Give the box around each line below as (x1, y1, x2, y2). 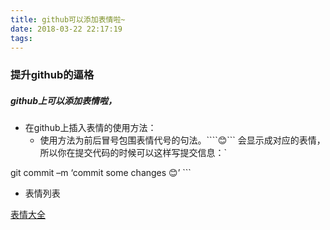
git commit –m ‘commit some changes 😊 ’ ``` (10, 167, 192, 179)
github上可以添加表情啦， (10, 94, 118, 106)
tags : (10, 33, 33, 43)
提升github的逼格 (10, 68, 95, 82)
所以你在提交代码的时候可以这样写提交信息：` (39, 147, 228, 159)
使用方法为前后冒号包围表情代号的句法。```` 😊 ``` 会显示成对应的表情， (39, 134, 326, 146)
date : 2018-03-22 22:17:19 (10, 24, 123, 34)
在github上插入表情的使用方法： (24, 122, 157, 134)
